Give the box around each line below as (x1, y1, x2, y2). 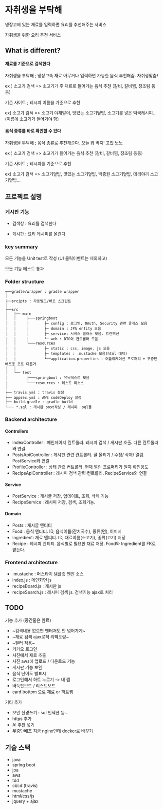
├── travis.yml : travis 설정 (5, 390, 64, 395)
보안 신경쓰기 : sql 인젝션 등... (12, 709, 69, 715)
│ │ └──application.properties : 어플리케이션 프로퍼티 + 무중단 (5, 356, 158, 362)
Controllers (5, 428, 29, 434)
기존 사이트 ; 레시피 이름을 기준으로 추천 (5, 99, 80, 105)
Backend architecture (5, 416, 57, 423)
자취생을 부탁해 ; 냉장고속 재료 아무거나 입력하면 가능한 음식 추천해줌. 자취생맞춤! (5, 72, 158, 78)
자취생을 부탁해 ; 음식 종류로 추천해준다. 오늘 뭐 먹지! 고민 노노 (5, 140, 123, 146)
